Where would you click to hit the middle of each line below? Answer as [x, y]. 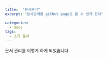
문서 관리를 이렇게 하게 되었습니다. [37, 51]
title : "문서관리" [23, 9]
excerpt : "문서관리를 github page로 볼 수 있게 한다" [54, 14]
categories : [17, 23]
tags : [10, 32]
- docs [16, 27]
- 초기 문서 [19, 36]
